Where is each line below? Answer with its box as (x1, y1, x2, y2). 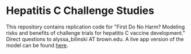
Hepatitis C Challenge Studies (6, 4, 155, 17)
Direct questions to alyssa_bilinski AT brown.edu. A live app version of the (6, 35, 184, 42)
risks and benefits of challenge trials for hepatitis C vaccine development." (6, 29, 186, 36)
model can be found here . (6, 42, 68, 49)
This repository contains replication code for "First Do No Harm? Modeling (6, 23, 185, 30)
